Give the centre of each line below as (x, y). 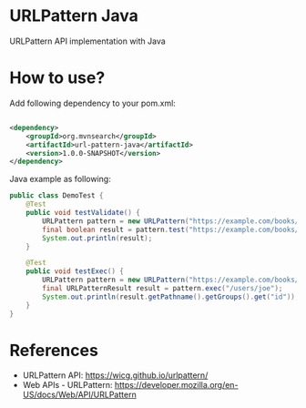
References (54, 350)
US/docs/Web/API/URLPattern (79, 395)
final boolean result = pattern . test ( (116, 229)
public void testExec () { (75, 271)
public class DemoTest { (56, 196)
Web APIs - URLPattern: (67, 385)
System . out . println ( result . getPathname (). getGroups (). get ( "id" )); (171, 297)
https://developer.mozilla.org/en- (176, 385)
